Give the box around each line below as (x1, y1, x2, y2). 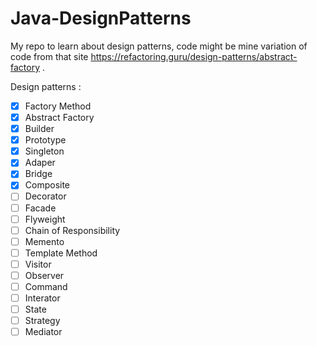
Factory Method (24, 100, 92, 112)
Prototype (24, 134, 67, 146)
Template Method (24, 247, 98, 259)
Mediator (24, 326, 63, 338)
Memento (24, 235, 65, 247)
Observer (24, 269, 65, 281)
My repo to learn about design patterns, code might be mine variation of (10, 40, 308, 52)
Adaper (24, 157, 56, 169)
